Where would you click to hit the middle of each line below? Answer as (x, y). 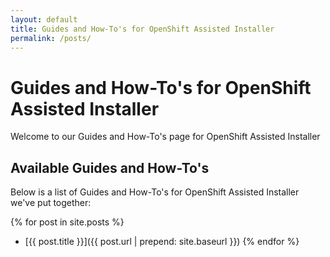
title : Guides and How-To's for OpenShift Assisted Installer (142, 29)
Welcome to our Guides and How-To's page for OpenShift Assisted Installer (165, 137)
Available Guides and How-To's (110, 167)
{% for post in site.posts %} (67, 222)
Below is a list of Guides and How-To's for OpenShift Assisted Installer (155, 192)
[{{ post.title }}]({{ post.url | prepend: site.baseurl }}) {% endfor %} (162, 242)
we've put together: (51, 203)
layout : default (44, 19)
